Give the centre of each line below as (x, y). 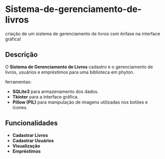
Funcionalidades (32, 123)
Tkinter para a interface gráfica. (45, 96)
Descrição (21, 55)
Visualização (26, 145)
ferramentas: (18, 81)
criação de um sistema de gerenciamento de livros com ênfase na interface (83, 33)
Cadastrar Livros (30, 135)
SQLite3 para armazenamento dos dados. (55, 91)
